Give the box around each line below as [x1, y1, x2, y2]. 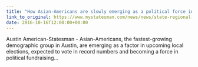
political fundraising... [6, 54, 59, 62]
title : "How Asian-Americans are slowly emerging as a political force [6, 8, 186, 15]
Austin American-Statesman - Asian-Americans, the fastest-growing [6, 36, 172, 43]
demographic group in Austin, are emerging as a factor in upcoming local [6, 42, 184, 49]
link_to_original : [6, 14, 51, 20]
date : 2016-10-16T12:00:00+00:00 [6, 19, 88, 25]
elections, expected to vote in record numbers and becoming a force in [6, 48, 179, 55]
